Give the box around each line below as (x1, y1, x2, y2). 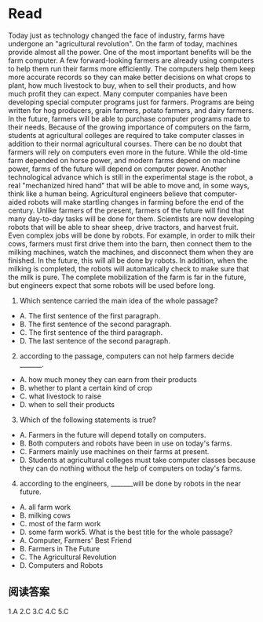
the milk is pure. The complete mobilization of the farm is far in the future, (8, 272, 247, 282)
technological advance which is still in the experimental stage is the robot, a (8, 172, 254, 181)
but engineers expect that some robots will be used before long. (8, 280, 216, 290)
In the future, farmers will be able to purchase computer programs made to (8, 114, 250, 123)
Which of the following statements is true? (19, 415, 156, 424)
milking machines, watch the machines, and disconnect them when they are (8, 247, 254, 256)
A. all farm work (19, 502, 71, 511)
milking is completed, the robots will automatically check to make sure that (8, 264, 250, 273)
